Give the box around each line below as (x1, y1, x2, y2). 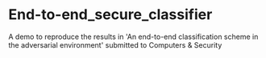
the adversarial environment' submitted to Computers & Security (8, 40, 222, 49)
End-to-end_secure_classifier (8, 6, 213, 24)
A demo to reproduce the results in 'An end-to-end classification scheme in (8, 32, 259, 41)
